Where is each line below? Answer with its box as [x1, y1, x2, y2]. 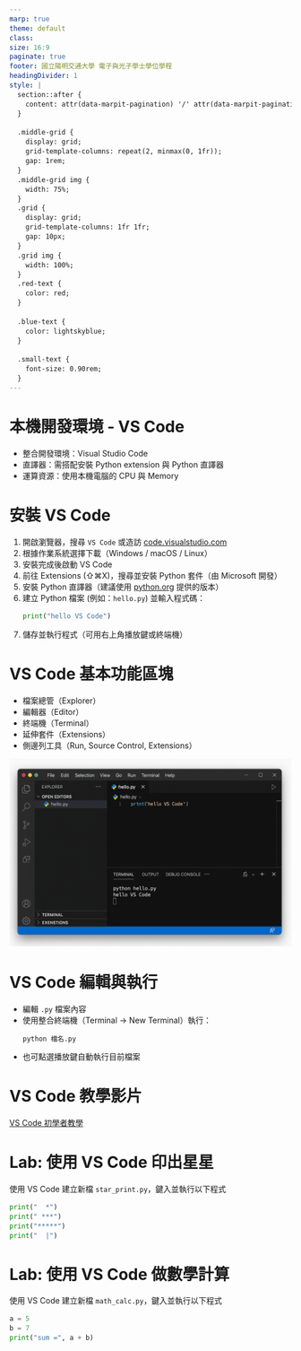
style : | [9, 81, 42, 90]
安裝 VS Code [9, 505, 111, 525]
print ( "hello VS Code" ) [21, 611, 112, 621]
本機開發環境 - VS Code [9, 417, 185, 437]
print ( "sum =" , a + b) [9, 1333, 94, 1343]
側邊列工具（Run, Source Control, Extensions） [21, 740, 197, 751]
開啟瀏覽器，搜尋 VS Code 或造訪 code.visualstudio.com [21, 536, 228, 547]
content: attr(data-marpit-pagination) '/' [25, 100, 191, 109]
